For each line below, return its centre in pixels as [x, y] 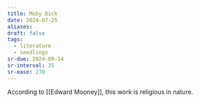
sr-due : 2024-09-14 [36, 59]
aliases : [20, 26]
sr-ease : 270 [26, 72]
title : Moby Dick [33, 14]
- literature [33, 46]
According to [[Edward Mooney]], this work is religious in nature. [100, 92]
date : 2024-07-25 [33, 20]
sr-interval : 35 [31, 65]
